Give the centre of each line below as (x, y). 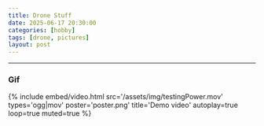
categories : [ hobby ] (42, 30)
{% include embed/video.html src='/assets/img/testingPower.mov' (116, 97)
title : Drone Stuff (40, 15)
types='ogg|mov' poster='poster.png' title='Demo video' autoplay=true (123, 105)
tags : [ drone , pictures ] (49, 37)
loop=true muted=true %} (50, 113)
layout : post (29, 45)
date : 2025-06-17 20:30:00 (52, 23)
